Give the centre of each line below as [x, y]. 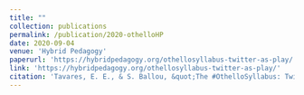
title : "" [28, 18]
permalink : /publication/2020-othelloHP [87, 34]
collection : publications [58, 26]
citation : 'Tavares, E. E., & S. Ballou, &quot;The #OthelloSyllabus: [145, 77]
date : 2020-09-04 [42, 43]
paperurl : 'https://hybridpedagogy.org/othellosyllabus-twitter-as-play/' [153, 60]
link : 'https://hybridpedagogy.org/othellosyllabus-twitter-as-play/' [145, 69]
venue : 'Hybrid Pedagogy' [58, 52]
